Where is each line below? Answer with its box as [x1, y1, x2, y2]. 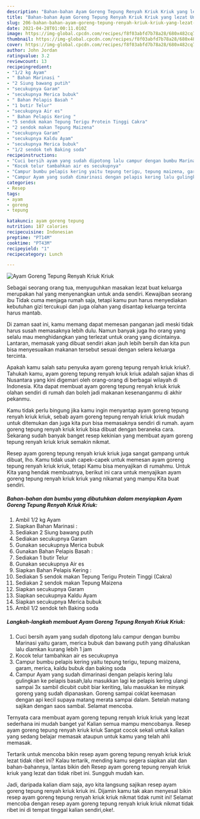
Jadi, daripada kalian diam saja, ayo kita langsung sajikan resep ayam [7, 781, 177, 788]
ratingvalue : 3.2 [7, 53, 50, 59]
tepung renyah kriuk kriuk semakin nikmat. [7, 439, 111, 446]
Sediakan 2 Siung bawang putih [15, 529, 94, 536]
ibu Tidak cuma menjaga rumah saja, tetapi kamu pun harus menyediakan [7, 297, 187, 304]
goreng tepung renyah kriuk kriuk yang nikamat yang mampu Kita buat [7, 475, 179, 482]
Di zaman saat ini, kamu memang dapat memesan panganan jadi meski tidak [7, 321, 193, 328]
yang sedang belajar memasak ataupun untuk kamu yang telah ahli [7, 733, 170, 740]
